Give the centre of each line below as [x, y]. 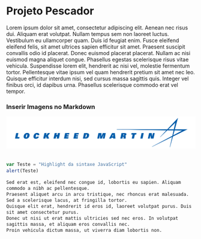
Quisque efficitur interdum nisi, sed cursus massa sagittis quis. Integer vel [97, 78]
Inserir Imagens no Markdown [51, 107]
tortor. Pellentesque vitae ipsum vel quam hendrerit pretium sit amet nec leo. [100, 72]
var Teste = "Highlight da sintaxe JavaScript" [67, 165]
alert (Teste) [22, 171]
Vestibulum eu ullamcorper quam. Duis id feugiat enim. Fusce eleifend [93, 40]
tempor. [16, 91]
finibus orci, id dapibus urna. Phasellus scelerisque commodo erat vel [92, 84]
